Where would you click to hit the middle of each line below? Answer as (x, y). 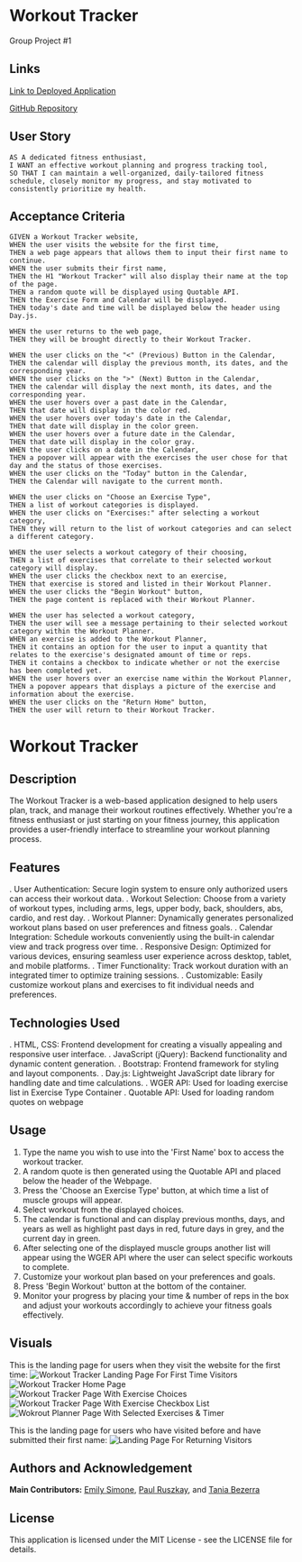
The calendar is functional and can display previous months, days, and (154, 1219)
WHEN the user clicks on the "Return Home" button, (108, 703)
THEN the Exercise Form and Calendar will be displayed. (119, 300)
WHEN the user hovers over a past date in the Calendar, (119, 403)
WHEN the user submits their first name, (88, 269)
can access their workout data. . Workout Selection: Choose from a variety (148, 899)
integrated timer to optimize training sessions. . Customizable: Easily (136, 975)
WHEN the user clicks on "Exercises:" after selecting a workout (134, 513)
